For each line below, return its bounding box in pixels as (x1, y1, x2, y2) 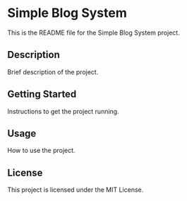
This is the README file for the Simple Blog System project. (7, 28, 180, 37)
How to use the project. (7, 147, 76, 155)
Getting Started (7, 88, 77, 100)
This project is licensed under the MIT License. (7, 185, 144, 194)
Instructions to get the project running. (7, 107, 119, 115)
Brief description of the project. (7, 67, 99, 76)
